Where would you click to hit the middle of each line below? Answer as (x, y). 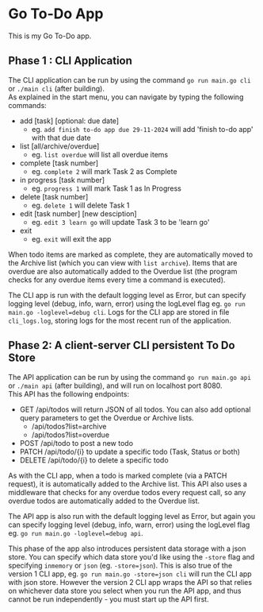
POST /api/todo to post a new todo (76, 443)
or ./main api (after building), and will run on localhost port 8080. (116, 385)
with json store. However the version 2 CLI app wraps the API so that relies (130, 582)
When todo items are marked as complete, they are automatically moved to (131, 254)
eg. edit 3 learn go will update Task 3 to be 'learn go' (120, 222)
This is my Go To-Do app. (50, 36)
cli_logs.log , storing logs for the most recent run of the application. (120, 320)
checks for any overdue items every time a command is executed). (117, 280)
